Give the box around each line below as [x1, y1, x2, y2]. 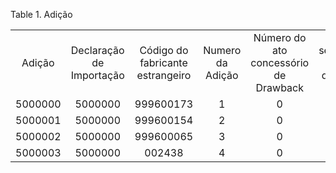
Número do [253, 31, 307, 44]
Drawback [255, 81, 304, 94]
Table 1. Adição [10, 9, 73, 20]
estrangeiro [136, 69, 192, 82]
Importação [70, 69, 125, 82]
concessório [250, 56, 310, 69]
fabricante [139, 56, 188, 69]
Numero [203, 44, 242, 57]
